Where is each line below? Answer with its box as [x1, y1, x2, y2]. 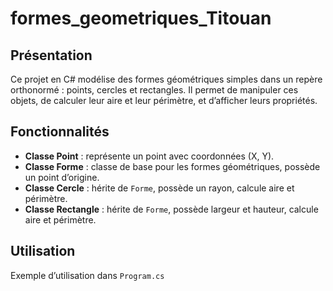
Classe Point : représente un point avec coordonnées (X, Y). [24, 150, 275, 162]
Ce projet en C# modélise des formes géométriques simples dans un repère [10, 73, 323, 85]
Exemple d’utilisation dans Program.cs [10, 269, 165, 281]
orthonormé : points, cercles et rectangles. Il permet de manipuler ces [10, 84, 299, 96]
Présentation [10, 47, 93, 64]
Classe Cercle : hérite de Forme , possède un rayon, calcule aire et [24, 182, 295, 194]
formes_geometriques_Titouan [10, 7, 272, 30]
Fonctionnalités [10, 123, 110, 141]
